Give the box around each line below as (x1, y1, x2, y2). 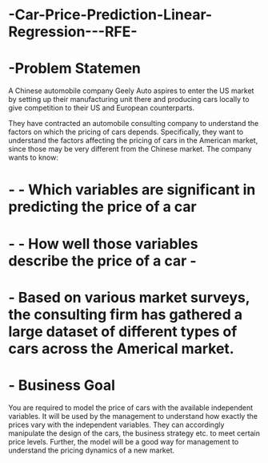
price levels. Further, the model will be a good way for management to (8, 437, 239, 446)
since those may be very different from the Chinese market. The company (8, 144, 252, 154)
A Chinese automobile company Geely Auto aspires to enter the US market (8, 86, 254, 95)
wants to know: (8, 152, 58, 162)
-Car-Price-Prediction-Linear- (8, 6, 213, 24)
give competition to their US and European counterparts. (8, 103, 195, 113)
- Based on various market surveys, (8, 288, 250, 307)
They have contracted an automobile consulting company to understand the (8, 119, 259, 128)
